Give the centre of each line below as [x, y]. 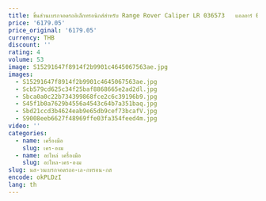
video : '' [25, 126]
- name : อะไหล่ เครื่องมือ [48, 155]
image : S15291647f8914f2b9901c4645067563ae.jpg [88, 67]
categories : [28, 133]
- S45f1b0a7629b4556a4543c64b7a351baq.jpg [86, 104]
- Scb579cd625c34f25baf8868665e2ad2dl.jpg [86, 89]
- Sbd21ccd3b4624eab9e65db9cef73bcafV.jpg [86, 112]
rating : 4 [25, 52]
